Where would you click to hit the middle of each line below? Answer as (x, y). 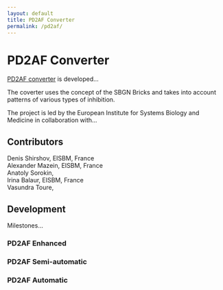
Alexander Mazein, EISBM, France (55, 166)
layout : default (30, 13)
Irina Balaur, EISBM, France (45, 180)
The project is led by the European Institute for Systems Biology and (103, 113)
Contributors (35, 142)
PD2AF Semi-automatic (47, 261)
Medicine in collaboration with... (52, 120)
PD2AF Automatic (38, 280)
